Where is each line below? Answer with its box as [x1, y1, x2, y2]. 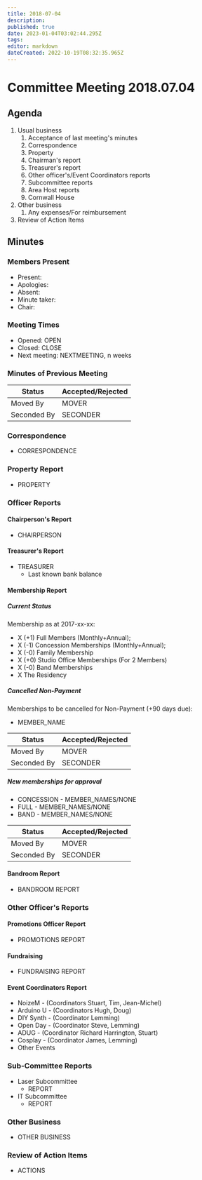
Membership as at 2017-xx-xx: [7, 619, 95, 628]
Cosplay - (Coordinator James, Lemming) [17, 1036, 138, 1045]
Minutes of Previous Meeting [7, 368, 108, 378]
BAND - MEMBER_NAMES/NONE [17, 810, 114, 818]
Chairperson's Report [7, 515, 72, 523]
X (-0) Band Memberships [17, 663, 93, 671]
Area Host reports [27, 185, 80, 194]
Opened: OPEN [17, 336, 62, 344]
